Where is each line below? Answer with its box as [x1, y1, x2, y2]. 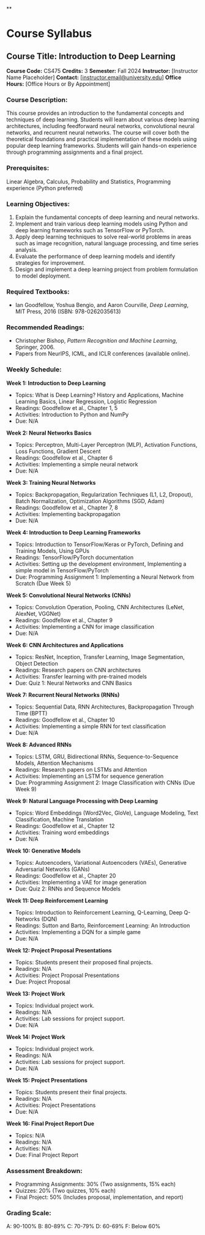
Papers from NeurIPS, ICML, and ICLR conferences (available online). [15, 350, 190, 357]
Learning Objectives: [6, 199, 70, 208]
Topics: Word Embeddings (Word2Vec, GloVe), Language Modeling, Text [15, 809, 199, 816]
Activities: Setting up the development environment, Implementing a [15, 560, 187, 568]
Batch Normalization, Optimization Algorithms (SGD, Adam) [15, 497, 165, 504]
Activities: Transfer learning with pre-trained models [15, 672, 147, 680]
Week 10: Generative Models [6, 847, 81, 854]
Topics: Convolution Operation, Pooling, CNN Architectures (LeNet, [15, 603, 185, 610]
